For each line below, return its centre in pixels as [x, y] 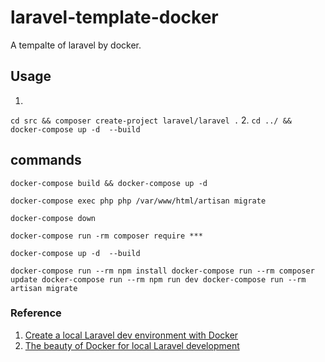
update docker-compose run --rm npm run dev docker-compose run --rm [158, 279]
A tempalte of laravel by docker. [76, 45]
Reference [36, 313]
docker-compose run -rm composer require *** [106, 236]
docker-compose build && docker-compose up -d [109, 183]
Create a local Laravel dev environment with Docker [131, 335]
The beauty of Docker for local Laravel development [132, 345]
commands [46, 160]
